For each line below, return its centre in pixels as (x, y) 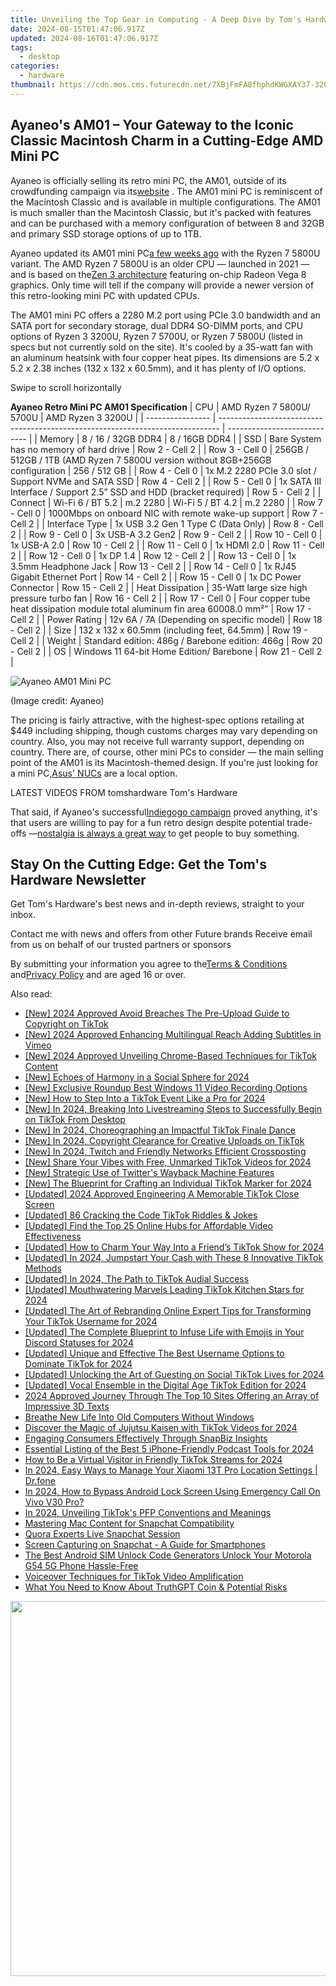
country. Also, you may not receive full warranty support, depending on (157, 741)
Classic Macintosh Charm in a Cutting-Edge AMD (167, 141)
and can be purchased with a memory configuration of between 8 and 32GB (167, 223)
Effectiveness (53, 1237)
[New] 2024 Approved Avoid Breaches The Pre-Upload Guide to (157, 1013)
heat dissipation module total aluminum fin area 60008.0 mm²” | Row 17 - (161, 608)
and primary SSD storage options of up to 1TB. (106, 233)
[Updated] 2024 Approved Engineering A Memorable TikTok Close (162, 1194)
